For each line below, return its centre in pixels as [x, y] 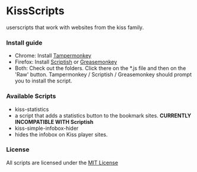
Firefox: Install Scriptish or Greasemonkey [66, 62]
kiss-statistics [32, 109]
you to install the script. [43, 81]
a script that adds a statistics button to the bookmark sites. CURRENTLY [103, 115]
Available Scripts [31, 96]
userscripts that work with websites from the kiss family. [75, 27]
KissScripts [35, 11]
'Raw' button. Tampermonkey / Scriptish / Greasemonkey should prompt [103, 75]
